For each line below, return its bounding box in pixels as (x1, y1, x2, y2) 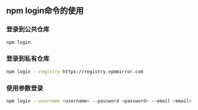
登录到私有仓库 (6, 55, 50, 63)
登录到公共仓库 (6, 25, 50, 34)
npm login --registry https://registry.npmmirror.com (6, 69, 144, 75)
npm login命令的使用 (6, 5, 84, 16)
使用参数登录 (6, 84, 44, 92)
